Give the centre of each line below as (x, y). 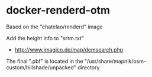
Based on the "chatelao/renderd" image (54, 27)
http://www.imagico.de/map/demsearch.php (69, 49)
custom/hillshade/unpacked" (41, 67)
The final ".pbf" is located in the (45, 61)
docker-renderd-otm (58, 10)
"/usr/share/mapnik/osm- (115, 61)
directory (89, 67)
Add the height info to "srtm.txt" (45, 38)
